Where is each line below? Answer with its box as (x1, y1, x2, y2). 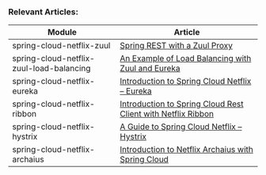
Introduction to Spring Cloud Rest (120, 98, 244, 109)
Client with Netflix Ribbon (120, 108, 215, 120)
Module (47, 27, 78, 38)
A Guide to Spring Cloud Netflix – (120, 121, 242, 132)
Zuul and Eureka (120, 63, 180, 74)
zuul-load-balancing (12, 63, 91, 74)
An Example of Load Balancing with (120, 53, 252, 64)
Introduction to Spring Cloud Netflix (120, 76, 252, 87)
